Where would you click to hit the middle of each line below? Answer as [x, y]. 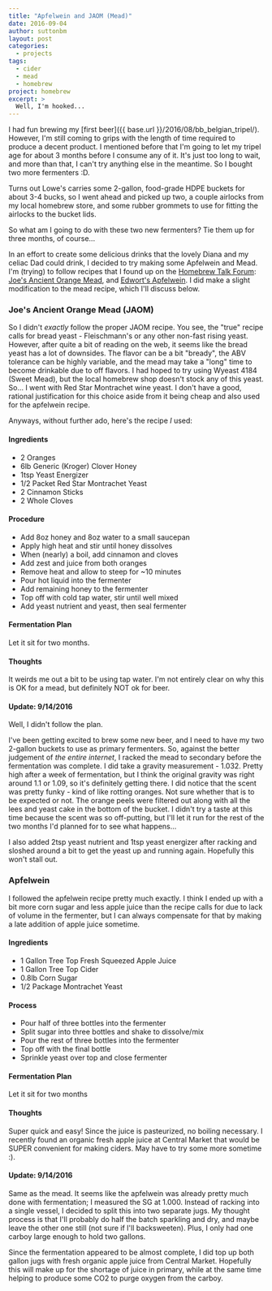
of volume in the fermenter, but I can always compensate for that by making [135, 915]
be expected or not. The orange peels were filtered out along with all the [130, 801]
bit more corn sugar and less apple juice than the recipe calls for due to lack [136, 906]
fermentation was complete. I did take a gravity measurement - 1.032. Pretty [136, 766]
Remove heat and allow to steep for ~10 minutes [101, 571]
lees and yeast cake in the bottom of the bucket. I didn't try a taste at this [131, 809]
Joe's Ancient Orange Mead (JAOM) [81, 310]
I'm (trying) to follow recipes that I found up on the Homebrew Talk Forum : [132, 272]
